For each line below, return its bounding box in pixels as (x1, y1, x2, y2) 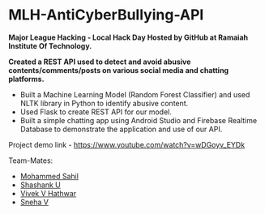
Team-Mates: (8, 156, 53, 165)
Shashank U (19, 180, 61, 190)
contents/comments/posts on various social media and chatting (8, 65, 229, 75)
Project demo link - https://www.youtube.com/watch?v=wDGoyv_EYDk (8, 139, 246, 149)
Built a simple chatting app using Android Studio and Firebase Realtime (19, 115, 258, 125)
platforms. (8, 74, 45, 83)
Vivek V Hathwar (19, 188, 77, 198)
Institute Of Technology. (8, 41, 92, 50)
